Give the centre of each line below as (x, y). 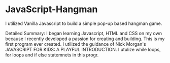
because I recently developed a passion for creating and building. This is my (85, 39)
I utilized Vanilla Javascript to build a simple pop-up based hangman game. (84, 23)
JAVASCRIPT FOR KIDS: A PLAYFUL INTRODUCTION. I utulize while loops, (83, 49)
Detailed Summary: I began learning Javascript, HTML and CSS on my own (84, 33)
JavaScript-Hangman (52, 9)
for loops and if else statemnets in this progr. (52, 55)
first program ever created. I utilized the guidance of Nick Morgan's (76, 44)
